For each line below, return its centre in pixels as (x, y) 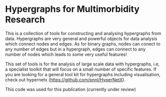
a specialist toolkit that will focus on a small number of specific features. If (81, 69)
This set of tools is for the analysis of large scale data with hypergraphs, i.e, (83, 64)
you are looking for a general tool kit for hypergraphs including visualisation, (83, 74)
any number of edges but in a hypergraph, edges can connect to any (76, 49)
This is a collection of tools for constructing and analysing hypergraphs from (83, 33)
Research (25, 20)
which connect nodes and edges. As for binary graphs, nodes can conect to (83, 44)
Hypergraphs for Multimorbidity (72, 9)
